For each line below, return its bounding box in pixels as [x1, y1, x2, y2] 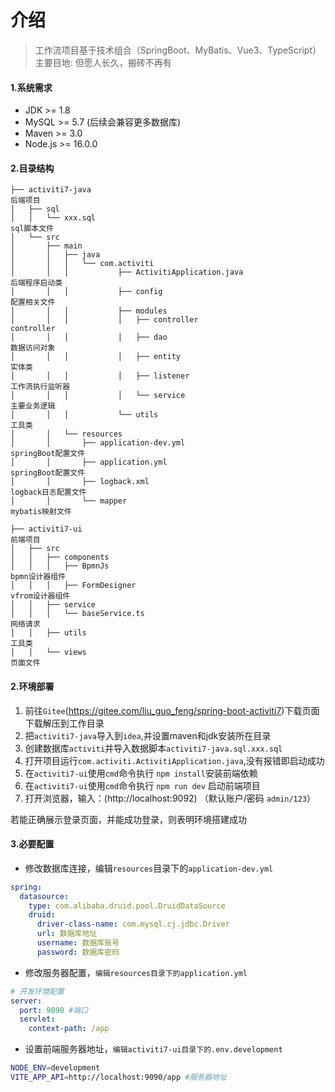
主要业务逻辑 [10, 401, 56, 411]
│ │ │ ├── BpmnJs [10, 561, 110, 571]
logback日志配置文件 [10, 487, 87, 498]
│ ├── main [10, 241, 83, 251]
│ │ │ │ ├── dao [10, 332, 168, 343]
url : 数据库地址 [36, 929, 98, 939]
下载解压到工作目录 [24, 717, 105, 729]
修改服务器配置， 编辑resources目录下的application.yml [24, 966, 248, 978]
